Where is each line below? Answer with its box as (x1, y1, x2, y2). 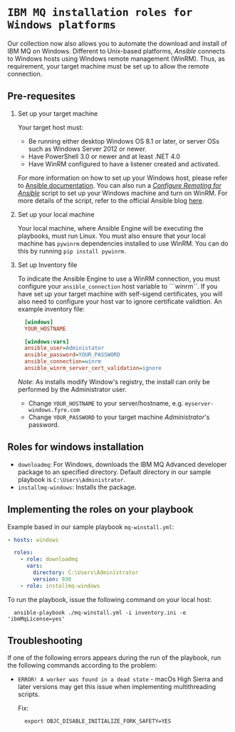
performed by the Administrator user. (17, 385, 127, 393)
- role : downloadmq (20, 556, 78, 563)
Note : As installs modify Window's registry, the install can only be (17, 377, 210, 386)
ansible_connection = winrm (24, 358, 101, 366)
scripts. (17, 690, 41, 698)
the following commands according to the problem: (7, 661, 157, 670)
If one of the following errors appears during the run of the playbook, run (7, 653, 221, 662)
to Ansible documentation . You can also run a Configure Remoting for (17, 181, 222, 189)
